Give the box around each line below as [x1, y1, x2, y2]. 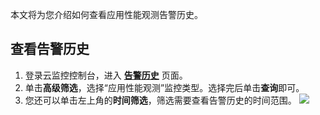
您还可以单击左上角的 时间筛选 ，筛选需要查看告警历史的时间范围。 [24, 94, 297, 106]
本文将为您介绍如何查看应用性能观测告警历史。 [10, 9, 203, 20]
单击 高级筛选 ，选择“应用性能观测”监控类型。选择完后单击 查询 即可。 [24, 81, 305, 93]
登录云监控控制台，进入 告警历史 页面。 [24, 69, 188, 81]
